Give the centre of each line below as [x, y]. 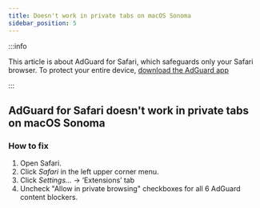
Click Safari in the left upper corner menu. [89, 172]
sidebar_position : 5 [43, 23]
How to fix [29, 146]
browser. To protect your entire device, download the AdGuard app [119, 70]
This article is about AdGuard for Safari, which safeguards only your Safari [131, 62]
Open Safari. [40, 163]
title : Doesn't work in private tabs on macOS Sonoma [100, 16]
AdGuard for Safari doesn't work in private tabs [129, 110]
